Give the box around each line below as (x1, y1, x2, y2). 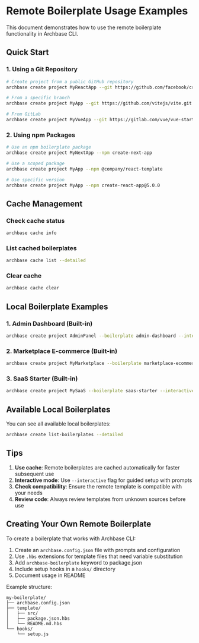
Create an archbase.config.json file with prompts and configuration (14, 546, 181, 553)
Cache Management (6, 198, 83, 209)
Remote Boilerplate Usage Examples (6, 4, 188, 18)
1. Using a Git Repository (6, 65, 78, 74)
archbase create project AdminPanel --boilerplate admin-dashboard (6, 333, 176, 339)
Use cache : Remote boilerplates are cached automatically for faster (14, 464, 180, 471)
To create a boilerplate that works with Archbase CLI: (6, 535, 136, 542)
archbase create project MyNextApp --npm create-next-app (6, 150, 152, 156)
